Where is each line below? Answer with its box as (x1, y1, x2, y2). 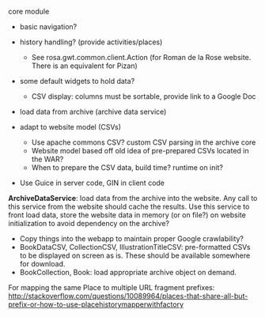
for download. (19, 259, 66, 268)
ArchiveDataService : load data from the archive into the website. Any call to (8, 194, 258, 202)
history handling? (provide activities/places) (19, 37, 163, 47)
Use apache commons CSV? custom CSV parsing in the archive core (31, 138, 256, 147)
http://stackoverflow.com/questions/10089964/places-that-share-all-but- (8, 292, 248, 300)
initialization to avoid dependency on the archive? (8, 219, 170, 228)
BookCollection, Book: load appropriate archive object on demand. (19, 268, 237, 277)
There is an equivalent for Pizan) (31, 61, 138, 70)
